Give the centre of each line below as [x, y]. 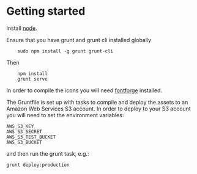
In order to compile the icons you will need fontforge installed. [84, 90]
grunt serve [32, 79]
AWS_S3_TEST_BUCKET [31, 137]
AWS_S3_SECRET [24, 132]
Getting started [46, 11]
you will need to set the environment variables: [65, 115]
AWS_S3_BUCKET [24, 142]
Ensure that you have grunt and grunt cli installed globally [79, 40]
